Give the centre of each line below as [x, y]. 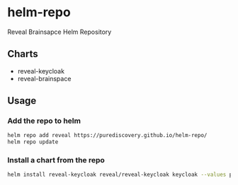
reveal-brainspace [44, 78]
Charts [23, 54]
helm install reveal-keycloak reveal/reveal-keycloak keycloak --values [117, 175]
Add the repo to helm [44, 121]
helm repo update [33, 142]
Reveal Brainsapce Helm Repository [59, 32]
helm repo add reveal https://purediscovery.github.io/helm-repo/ [107, 136]
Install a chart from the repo [56, 160]
